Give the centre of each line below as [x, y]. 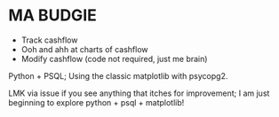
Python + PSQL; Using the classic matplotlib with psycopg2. [118, 75]
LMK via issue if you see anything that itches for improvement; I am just [139, 93]
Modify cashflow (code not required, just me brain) [114, 58]
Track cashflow [49, 40]
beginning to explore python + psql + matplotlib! [96, 102]
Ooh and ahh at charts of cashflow [84, 49]
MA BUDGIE [52, 16]
